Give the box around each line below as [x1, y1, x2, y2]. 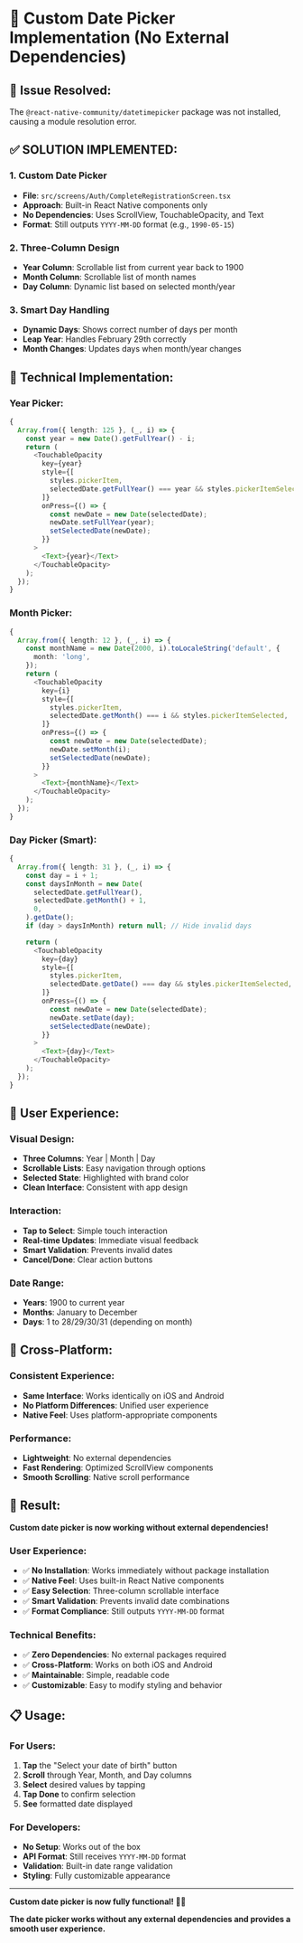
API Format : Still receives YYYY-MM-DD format [22, 1851, 187, 1862]
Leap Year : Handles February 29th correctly [22, 334, 187, 344]
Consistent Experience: [9, 1370, 115, 1382]
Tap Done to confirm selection [22, 1789, 136, 1800]
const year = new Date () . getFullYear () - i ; [25, 434, 196, 443]
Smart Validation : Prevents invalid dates [22, 1244, 173, 1255]
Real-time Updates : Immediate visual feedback [22, 1234, 199, 1246]
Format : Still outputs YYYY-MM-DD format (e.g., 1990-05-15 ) [22, 219, 234, 230]
